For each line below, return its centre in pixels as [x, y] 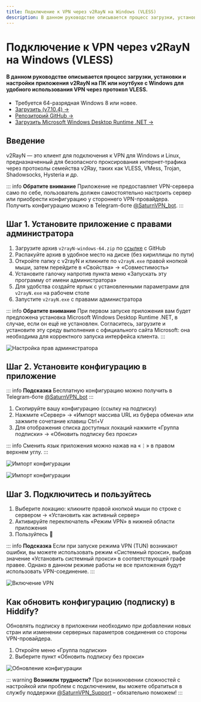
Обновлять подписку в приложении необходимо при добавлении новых [99, 626]
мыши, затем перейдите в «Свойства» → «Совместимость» [92, 267]
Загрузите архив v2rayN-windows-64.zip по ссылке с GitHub [90, 248]
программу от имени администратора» [66, 280]
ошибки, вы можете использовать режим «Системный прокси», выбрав [99, 552]
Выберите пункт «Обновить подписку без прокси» [80, 656]
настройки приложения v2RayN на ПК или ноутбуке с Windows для [95, 83]
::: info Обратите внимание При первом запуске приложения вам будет [98, 310]
